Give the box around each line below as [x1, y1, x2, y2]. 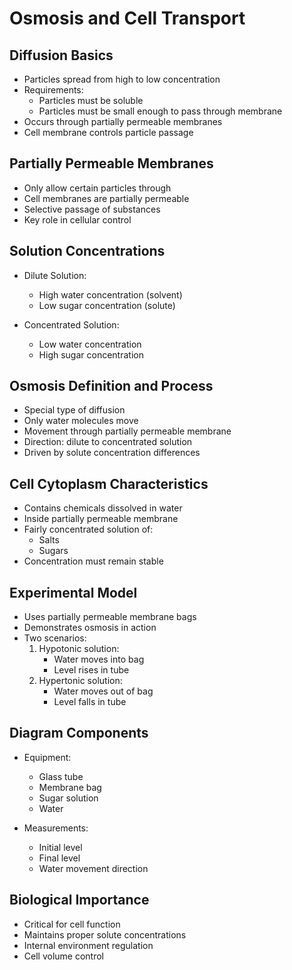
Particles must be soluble [38, 95, 144, 106]
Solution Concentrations [9, 243, 166, 260]
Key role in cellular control [23, 213, 132, 226]
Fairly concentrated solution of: [23, 523, 154, 536]
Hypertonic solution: [38, 675, 123, 687]
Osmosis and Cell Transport [9, 7, 246, 30]
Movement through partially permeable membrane [23, 425, 232, 437]
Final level [38, 852, 81, 864]
